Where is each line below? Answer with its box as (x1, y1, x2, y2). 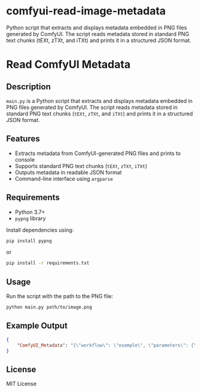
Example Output (6, 321, 68, 331)
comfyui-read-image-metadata (6, 4, 166, 18)
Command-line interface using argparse (14, 175, 114, 182)
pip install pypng (6, 238, 52, 244)
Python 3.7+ (14, 208, 45, 215)
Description (6, 81, 51, 92)
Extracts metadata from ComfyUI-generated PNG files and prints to (14, 150, 181, 157)
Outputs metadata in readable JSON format (14, 169, 122, 176)
